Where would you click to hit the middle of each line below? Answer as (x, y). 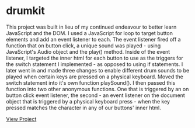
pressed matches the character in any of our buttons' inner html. (84, 108)
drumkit (26, 11)
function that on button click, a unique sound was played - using (83, 46)
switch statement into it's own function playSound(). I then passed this (91, 82)
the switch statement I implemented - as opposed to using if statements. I (95, 64)
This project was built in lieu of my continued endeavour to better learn (91, 27)
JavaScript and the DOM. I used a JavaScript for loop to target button (90, 33)
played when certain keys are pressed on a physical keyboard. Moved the (95, 77)
